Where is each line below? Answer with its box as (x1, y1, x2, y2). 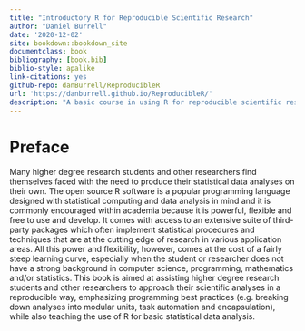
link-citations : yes (9, 73, 88, 82)
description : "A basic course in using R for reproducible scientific (9, 97, 282, 107)
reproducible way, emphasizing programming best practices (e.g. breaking (9, 292, 289, 303)
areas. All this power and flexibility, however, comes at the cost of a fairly (9, 244, 283, 255)
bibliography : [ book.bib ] (9, 55, 107, 64)
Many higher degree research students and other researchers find (9, 167, 257, 178)
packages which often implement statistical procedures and (31, 224, 255, 236)
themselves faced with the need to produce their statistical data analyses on (9, 176, 295, 187)
